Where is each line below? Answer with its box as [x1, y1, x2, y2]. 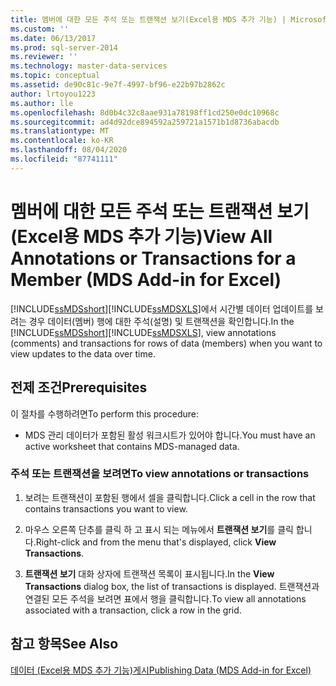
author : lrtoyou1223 [10, 89, 97, 99]
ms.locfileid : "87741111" [10, 154, 118, 164]
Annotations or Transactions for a [10, 247, 297, 270]
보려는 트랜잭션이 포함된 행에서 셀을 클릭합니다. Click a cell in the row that [24, 491, 316, 503]
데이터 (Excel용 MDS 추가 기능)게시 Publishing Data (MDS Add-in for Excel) [10, 664, 312, 676]
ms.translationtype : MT [10, 126, 110, 136]
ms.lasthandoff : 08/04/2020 [10, 145, 128, 155]
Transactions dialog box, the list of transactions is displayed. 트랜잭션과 [24, 580, 320, 592]
